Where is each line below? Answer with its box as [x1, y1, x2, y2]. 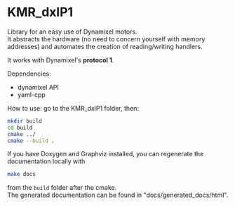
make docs [7, 171, 36, 178]
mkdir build [7, 117, 42, 125]
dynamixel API [17, 83, 60, 91]
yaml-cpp [17, 90, 46, 99]
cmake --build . [7, 137, 55, 144]
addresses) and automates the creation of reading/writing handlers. [7, 42, 203, 50]
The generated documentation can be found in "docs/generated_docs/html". [7, 191, 229, 200]
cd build [7, 124, 33, 131]
